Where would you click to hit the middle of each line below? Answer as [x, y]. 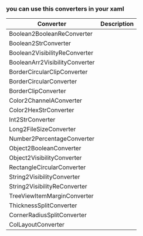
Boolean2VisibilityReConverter [51, 53]
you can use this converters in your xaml [65, 9]
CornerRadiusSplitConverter [48, 215]
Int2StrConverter [32, 120]
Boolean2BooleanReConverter [51, 34]
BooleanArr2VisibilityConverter [52, 62]
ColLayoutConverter [37, 225]
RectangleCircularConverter [47, 167]
